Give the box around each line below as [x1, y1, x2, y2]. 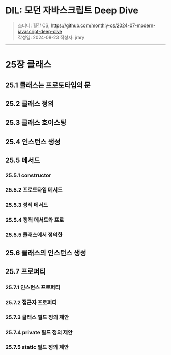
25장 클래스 [5, 59, 52, 70]
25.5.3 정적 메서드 [5, 201, 48, 208]
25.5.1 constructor [5, 172, 52, 179]
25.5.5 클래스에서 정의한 [5, 231, 63, 238]
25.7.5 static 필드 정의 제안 [5, 344, 69, 351]
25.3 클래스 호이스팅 [5, 118, 67, 127]
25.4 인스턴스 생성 [5, 137, 61, 146]
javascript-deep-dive [17, 28, 62, 34]
